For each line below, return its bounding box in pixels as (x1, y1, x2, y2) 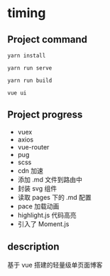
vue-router (17, 142, 50, 151)
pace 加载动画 (17, 201, 60, 211)
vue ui (7, 90, 27, 97)
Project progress (7, 109, 83, 121)
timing (7, 5, 46, 21)
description (7, 240, 60, 253)
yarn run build (7, 77, 53, 84)
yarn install (7, 52, 46, 59)
